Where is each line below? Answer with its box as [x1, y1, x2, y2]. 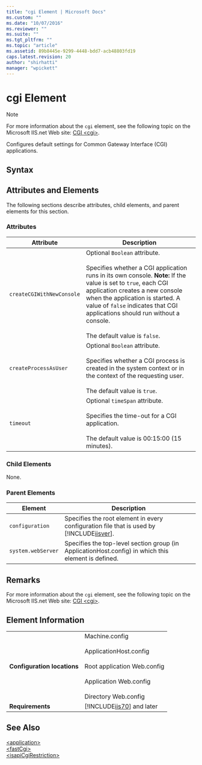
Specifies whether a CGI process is [86, 356, 185, 365]
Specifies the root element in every [64, 514, 164, 523]
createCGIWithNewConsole [9, 290, 81, 298]
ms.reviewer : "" [6, 25, 47, 32]
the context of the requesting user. [86, 371, 184, 380]
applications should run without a [86, 309, 180, 317]
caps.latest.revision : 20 [6, 54, 71, 60]
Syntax [6, 164, 34, 175]
